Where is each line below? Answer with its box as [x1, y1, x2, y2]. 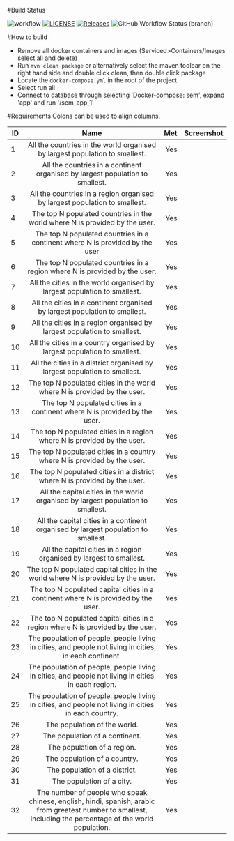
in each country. [65, 709, 119, 718]
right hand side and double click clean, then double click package [17, 69, 207, 77]
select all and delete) [17, 54, 78, 62]
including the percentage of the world [30, 814, 154, 824]
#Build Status [7, 6, 46, 14]
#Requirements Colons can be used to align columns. [7, 112, 161, 120]
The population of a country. [45, 754, 139, 763]
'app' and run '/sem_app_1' [17, 98, 94, 107]
